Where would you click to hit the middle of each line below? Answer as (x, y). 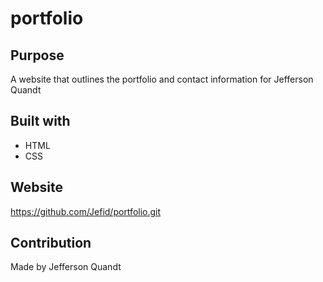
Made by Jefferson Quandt (66, 267)
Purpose (37, 55)
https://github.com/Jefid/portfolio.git (86, 211)
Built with (40, 121)
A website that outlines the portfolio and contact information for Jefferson (162, 79)
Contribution (51, 243)
